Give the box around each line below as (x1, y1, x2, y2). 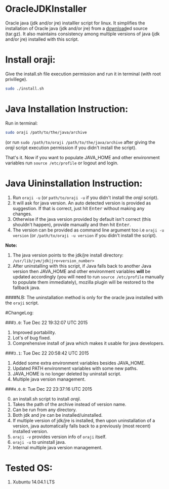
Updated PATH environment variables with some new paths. (12, 365, 138, 371)
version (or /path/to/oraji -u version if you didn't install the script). (12, 232, 157, 238)
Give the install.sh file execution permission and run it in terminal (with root (5, 71, 161, 77)
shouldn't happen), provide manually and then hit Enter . (12, 221, 131, 227)
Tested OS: (5, 462, 53, 474)
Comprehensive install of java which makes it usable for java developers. (12, 340, 164, 346)
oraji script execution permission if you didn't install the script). (5, 145, 137, 151)
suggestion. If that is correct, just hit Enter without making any (12, 205, 145, 211)
